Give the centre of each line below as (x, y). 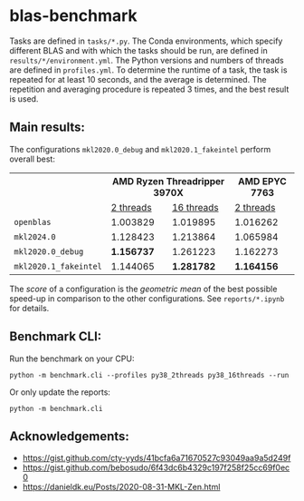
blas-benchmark (73, 16)
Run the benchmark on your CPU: (72, 359)
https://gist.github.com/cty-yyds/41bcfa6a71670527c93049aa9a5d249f (157, 458)
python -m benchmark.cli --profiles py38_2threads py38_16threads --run (149, 375)
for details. (29, 308)
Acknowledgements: (69, 436)
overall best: (33, 159)
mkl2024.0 (35, 236)
